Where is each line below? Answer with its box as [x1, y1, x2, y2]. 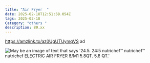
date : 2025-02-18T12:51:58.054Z [5, 12, 71, 16]
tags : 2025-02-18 [5, 16, 41, 21]
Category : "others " [5, 20, 47, 26]
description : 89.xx [5, 25, 45, 30]
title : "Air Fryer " [5, 7, 49, 12]
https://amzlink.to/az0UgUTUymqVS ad [5, 38, 86, 44]
